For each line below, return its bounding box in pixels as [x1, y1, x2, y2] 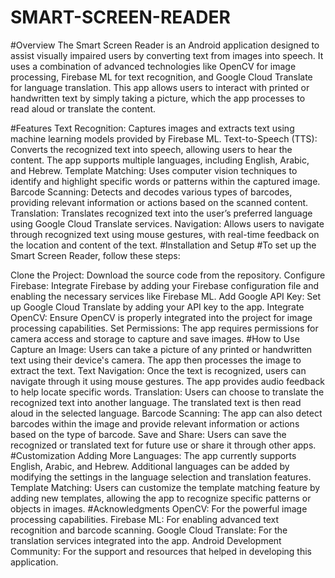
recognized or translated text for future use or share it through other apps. [10, 439, 317, 451]
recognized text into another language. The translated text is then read [10, 396, 302, 408]
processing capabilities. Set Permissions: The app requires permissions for [10, 322, 319, 334]
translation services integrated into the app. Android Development [10, 534, 282, 546]
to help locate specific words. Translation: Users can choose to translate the [10, 386, 325, 398]
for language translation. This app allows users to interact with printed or [10, 81, 310, 93]
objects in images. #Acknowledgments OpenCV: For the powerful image [10, 502, 308, 515]
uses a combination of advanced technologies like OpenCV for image [10, 60, 297, 72]
